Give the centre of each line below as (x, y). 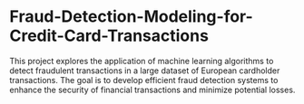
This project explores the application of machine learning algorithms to (142, 61)
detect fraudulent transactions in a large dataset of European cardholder (145, 71)
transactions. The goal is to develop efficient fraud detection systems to (144, 80)
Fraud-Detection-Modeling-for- (132, 17)
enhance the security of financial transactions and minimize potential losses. (152, 90)
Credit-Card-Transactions (109, 36)
